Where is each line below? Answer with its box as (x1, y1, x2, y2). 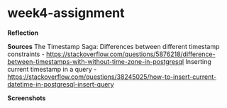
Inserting (185, 57, 211, 65)
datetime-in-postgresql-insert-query (7, 80, 115, 88)
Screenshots (7, 94, 46, 102)
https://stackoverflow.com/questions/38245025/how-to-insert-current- (7, 72, 217, 81)
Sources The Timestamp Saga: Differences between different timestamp (7, 42, 220, 50)
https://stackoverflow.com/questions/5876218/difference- (45, 50, 216, 58)
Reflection (7, 28, 39, 37)
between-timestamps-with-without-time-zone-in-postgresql (7, 57, 184, 65)
